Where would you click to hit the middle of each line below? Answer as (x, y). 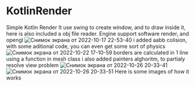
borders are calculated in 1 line (151, 52)
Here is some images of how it (152, 71)
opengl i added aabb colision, (97, 40)
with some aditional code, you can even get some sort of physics (86, 46)
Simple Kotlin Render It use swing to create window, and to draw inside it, (96, 27)
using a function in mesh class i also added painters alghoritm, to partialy (96, 59)
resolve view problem (33, 65)
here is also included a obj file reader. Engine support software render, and (97, 33)
